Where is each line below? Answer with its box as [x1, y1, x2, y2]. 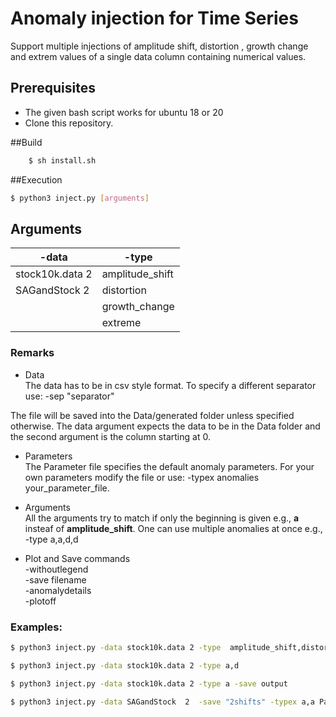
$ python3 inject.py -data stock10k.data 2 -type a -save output [10, 678, 288, 689]
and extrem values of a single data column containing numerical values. [10, 50, 307, 62]
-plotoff [24, 595, 57, 607]
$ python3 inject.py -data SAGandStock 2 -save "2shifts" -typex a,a [10, 697, 315, 707]
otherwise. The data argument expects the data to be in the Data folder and [10, 420, 321, 432]
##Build [10, 136, 43, 148]
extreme [101, 316, 142, 330]
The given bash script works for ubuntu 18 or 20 [24, 106, 224, 118]
